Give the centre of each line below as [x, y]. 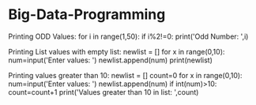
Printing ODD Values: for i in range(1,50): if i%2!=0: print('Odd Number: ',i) [128, 36]
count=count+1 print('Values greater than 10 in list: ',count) [104, 92]
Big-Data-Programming [87, 15]
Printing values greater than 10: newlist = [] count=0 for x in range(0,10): [125, 75]
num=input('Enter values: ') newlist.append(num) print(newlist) [111, 60]
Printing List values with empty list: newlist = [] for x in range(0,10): [117, 51]
